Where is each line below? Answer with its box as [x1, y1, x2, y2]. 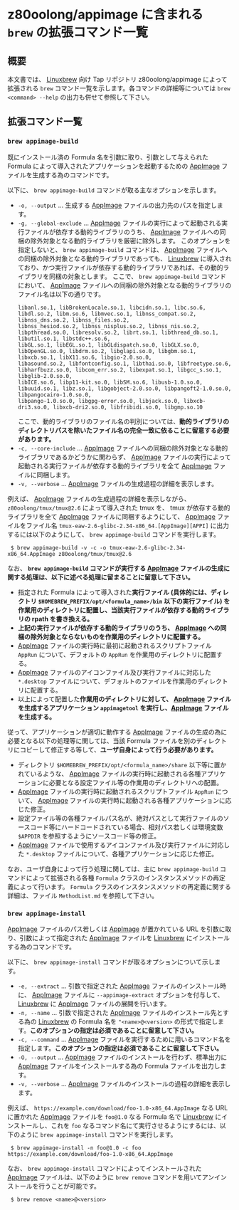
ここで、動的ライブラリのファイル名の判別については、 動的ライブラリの [17, 417, 230, 426]
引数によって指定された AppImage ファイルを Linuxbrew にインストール [19, 933, 230, 942]
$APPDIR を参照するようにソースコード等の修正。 [17, 831, 161, 840]
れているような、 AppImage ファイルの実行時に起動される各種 [17, 769, 201, 778]
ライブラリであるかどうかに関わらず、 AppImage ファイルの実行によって [17, 453, 231, 461]
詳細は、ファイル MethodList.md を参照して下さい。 [7, 891, 159, 900]
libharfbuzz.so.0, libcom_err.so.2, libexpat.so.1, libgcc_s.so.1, [17, 366, 222, 374]
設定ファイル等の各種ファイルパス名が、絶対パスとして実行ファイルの [17, 814, 224, 822]
